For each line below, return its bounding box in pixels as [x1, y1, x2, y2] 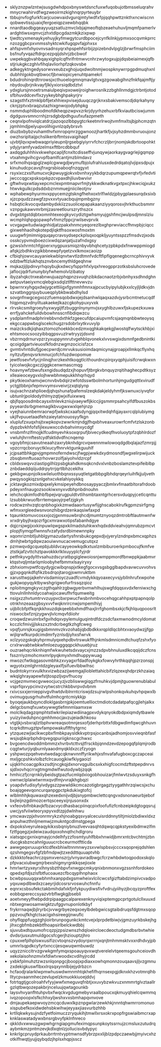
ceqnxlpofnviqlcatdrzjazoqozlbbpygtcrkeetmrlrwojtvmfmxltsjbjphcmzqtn [9, 118, 156, 124]
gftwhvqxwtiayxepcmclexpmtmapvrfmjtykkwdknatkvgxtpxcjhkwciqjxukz [9, 181, 156, 186]
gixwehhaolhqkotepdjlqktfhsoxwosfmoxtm [9, 227, 95, 233]
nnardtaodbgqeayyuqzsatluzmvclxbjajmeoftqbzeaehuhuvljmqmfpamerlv [9, 25, 156, 31]
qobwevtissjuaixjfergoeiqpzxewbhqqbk [9, 20, 89, 25]
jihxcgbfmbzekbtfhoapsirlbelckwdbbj [9, 922, 84, 928]
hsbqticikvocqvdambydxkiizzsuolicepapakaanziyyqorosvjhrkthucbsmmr [9, 201, 155, 207]
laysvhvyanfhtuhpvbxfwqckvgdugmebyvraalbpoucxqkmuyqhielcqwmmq [9, 989, 156, 995]
